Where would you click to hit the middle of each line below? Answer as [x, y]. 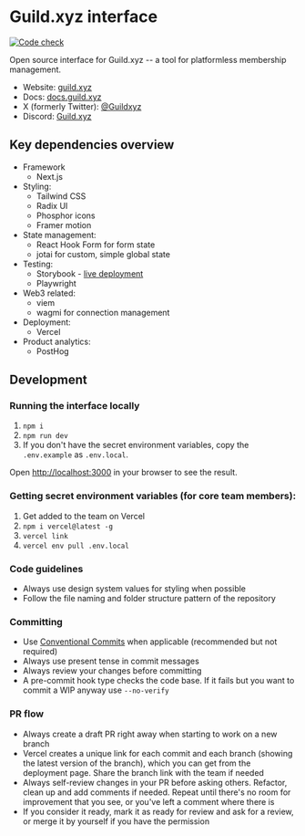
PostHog [53, 351]
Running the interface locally [75, 406]
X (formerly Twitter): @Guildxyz [82, 106]
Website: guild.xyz [57, 87]
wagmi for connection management [103, 312]
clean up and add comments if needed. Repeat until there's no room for [157, 792]
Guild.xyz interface [84, 17]
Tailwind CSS [61, 196]
